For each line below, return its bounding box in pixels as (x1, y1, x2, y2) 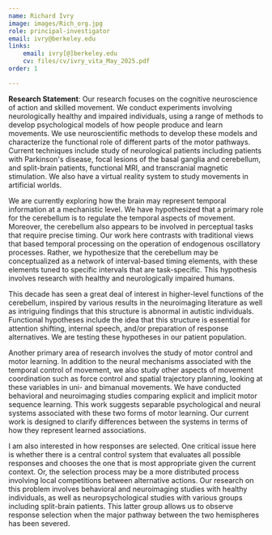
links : (8, 42, 31, 50)
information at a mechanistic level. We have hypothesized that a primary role (8, 204, 264, 214)
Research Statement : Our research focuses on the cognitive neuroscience (8, 94, 258, 104)
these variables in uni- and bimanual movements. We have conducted (8, 382, 241, 392)
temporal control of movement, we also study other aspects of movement (8, 365, 253, 374)
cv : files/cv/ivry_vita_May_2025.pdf (23, 58, 151, 66)
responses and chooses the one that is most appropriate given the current (8, 458, 257, 468)
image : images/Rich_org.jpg (8, 19, 104, 28)
